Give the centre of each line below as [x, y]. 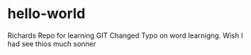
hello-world [47, 14]
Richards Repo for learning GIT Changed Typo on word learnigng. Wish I [125, 35]
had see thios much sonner [52, 43]
